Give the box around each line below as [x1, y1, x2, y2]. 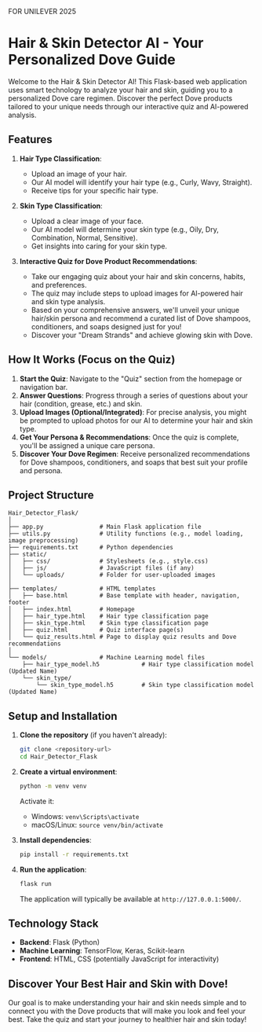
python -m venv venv [19, 782, 87, 790]
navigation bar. [19, 382, 68, 391]
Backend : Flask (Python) [19, 938, 100, 947]
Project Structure [8, 488, 94, 501]
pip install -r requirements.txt [19, 850, 129, 858]
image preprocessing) [8, 537, 79, 545]
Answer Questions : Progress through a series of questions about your [19, 391, 249, 400]
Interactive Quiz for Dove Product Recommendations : [19, 256, 198, 266]
